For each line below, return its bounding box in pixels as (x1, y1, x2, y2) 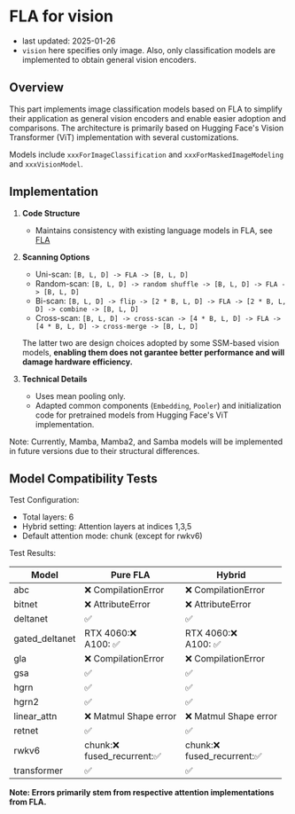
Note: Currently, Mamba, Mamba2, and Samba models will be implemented (9, 436, 283, 447)
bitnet (13, 599, 38, 611)
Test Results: (9, 548, 57, 559)
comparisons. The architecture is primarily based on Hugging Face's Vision (9, 122, 284, 133)
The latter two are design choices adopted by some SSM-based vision (21, 337, 280, 348)
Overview (9, 80, 65, 95)
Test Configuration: (9, 495, 80, 505)
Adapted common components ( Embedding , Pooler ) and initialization (35, 400, 282, 411)
